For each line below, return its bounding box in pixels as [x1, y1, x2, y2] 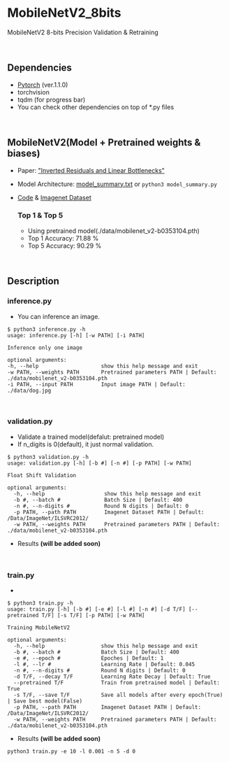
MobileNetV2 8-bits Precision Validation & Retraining [7, 28, 158, 36]
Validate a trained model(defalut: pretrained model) [17, 432, 165, 441]
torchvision [17, 87, 50, 96]
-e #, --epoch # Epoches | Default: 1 [13, 655, 164, 662]
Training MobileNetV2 [7, 624, 71, 631]
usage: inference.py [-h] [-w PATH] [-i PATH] [7, 332, 145, 339]
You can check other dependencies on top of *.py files [17, 103, 175, 111]
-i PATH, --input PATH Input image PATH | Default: [7, 381, 186, 388]
